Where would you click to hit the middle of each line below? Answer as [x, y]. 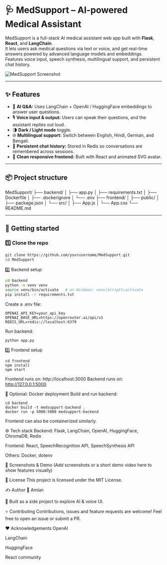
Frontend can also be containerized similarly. [51, 421]
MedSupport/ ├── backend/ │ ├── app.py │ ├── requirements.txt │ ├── [81, 192]
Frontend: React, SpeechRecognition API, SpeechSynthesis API [70, 445]
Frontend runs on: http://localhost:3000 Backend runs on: [64, 379]
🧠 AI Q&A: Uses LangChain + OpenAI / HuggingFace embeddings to [82, 106]
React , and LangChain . [29, 43]
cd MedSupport [20, 260]
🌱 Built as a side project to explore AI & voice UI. [54, 501]
